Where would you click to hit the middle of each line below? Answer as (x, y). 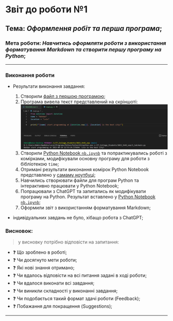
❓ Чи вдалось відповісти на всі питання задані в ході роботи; (80, 275)
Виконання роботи (30, 75)
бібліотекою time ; (40, 164)
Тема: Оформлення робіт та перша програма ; (84, 29)
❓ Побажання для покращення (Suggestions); (62, 306)
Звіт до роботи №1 (47, 10)
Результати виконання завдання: (49, 86)
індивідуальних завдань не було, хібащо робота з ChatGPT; (78, 218)
